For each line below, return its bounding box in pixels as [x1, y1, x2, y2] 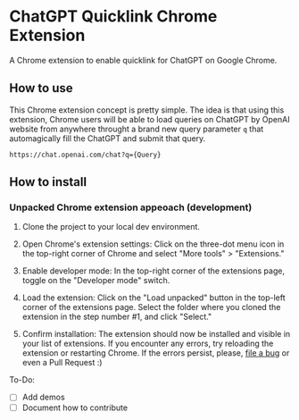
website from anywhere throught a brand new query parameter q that [9, 123, 264, 134]
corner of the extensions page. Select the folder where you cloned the [21, 302, 281, 313]
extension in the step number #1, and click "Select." [21, 311, 212, 323]
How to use [9, 80, 73, 96]
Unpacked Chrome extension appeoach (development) [9, 201, 253, 214]
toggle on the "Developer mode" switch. [21, 275, 170, 286]
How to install [9, 174, 87, 189]
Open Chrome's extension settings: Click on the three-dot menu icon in [21, 239, 285, 249]
